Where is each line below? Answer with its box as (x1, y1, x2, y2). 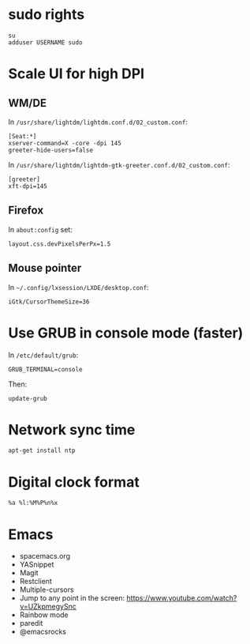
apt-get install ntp (8, 446, 76, 455)
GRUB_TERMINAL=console (8, 365, 83, 373)
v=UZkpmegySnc (19, 602, 76, 612)
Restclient (19, 577, 53, 586)
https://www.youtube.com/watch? (126, 593, 237, 603)
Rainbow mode (19, 610, 69, 620)
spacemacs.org (19, 552, 71, 561)
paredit (19, 619, 43, 628)
